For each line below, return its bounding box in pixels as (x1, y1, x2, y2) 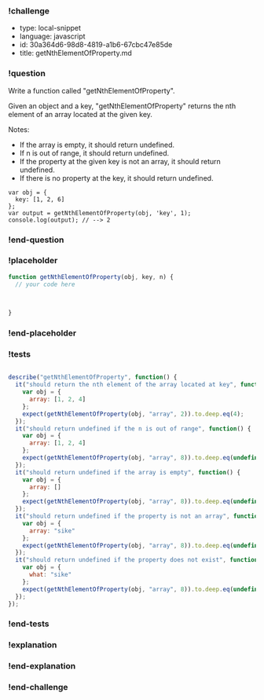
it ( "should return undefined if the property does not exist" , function (15, 556, 258, 564)
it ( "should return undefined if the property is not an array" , (15, 512, 230, 520)
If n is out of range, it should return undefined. (19, 148, 170, 158)
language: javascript (19, 31, 86, 41)
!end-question (8, 234, 64, 245)
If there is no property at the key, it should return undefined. (19, 173, 214, 182)
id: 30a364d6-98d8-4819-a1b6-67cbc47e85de (19, 40, 173, 49)
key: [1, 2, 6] (15, 195, 65, 203)
